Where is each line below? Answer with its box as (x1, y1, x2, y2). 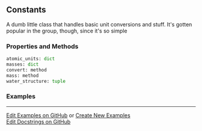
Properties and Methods (6, 42, 79, 50)
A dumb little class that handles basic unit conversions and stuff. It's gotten (6, 20, 192, 28)
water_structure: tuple (6, 78, 66, 84)
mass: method (6, 72, 39, 79)
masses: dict (6, 61, 39, 67)
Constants (6, 5, 46, 15)
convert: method (6, 67, 47, 73)
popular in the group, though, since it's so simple (6, 27, 127, 34)
